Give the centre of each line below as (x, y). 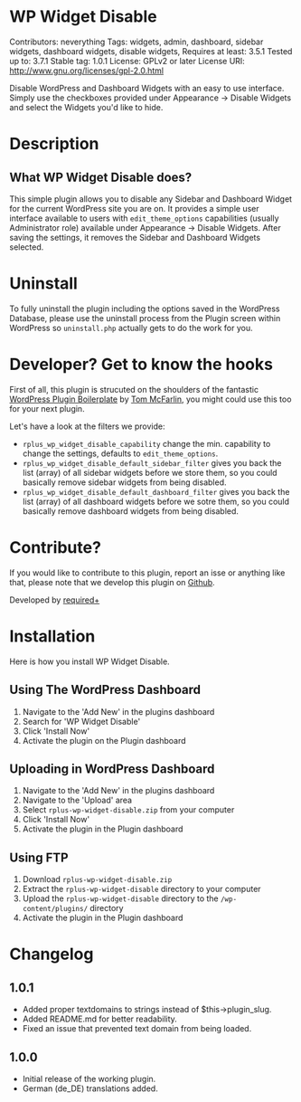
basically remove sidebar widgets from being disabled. (124, 482)
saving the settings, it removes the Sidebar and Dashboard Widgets (135, 237)
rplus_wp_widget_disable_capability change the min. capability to (146, 443)
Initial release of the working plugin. (89, 1078)
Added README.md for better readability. (100, 1019)
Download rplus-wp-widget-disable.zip (97, 879)
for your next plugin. (47, 408)
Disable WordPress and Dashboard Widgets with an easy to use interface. (147, 88)
